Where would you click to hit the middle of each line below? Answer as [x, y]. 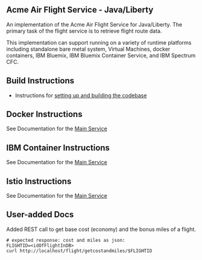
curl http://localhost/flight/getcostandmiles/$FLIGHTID [79, 251]
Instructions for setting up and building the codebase [81, 95]
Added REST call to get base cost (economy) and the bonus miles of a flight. [101, 229]
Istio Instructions [39, 181]
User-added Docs [40, 214]
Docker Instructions [44, 114]
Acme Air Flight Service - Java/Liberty [80, 10]
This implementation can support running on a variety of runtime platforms [99, 42]
